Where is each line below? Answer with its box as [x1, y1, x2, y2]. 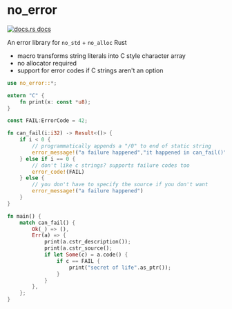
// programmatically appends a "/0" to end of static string [32, 143, 212, 150]
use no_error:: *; [7, 79, 57, 86]
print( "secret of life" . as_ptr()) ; [68, 264, 171, 271]
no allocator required [17, 59, 77, 67]
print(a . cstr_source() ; [43, 245, 113, 252]
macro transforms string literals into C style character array [17, 51, 186, 60]
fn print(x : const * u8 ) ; [19, 99, 91, 106]
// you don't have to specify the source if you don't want [32, 181, 209, 188]
